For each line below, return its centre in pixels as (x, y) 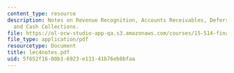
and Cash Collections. (46, 26)
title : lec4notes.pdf (39, 53)
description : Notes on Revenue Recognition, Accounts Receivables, (107, 20)
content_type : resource (42, 14)
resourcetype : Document (42, 46)
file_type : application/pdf (48, 40)
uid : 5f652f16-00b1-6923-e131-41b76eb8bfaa (71, 59)
